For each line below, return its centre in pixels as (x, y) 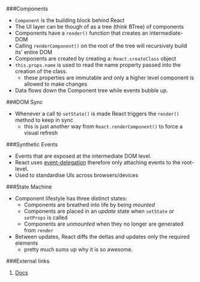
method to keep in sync (44, 120)
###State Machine (29, 187)
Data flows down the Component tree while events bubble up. (91, 90)
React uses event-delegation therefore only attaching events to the (98, 162)
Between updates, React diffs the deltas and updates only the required (102, 237)
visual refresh (41, 133)
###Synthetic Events (32, 144)
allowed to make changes (56, 84)
